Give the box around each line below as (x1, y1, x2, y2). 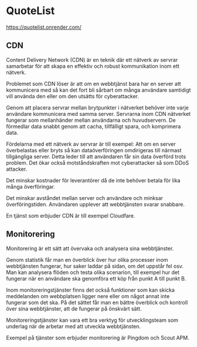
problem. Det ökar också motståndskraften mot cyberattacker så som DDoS (6, 159, 189, 166)
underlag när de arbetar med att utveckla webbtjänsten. (6, 322, 141, 330)
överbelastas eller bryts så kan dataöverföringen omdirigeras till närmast (6, 146, 182, 154)
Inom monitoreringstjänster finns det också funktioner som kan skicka (6, 286, 175, 293)
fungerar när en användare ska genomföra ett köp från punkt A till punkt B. (6, 275, 186, 282)
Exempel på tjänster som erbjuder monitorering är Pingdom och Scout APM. (6, 334, 189, 341)
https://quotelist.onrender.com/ (6, 24, 82, 31)
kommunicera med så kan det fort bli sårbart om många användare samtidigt (6, 86, 191, 94)
